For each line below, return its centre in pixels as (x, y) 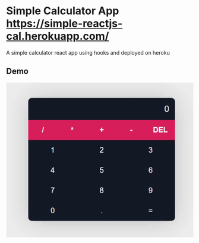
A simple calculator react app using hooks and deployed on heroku (88, 52)
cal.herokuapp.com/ (58, 36)
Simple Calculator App (63, 11)
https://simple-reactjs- (64, 23)
